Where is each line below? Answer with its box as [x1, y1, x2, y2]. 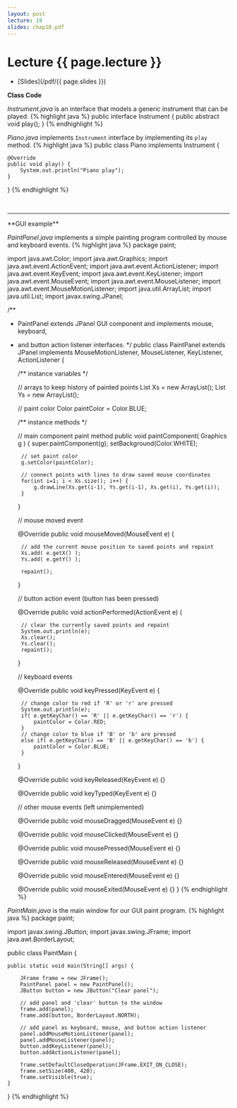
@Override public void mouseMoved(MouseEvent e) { [17, 530, 175, 538]
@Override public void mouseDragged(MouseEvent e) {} [17, 817, 183, 825]
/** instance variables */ [17, 369, 88, 378]
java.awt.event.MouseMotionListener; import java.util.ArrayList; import [7, 284, 212, 293]
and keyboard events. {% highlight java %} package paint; [7, 241, 176, 250]
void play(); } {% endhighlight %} [7, 119, 104, 128]
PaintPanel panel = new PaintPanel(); [20, 981, 134, 989]
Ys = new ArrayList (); [17, 390, 80, 400]
